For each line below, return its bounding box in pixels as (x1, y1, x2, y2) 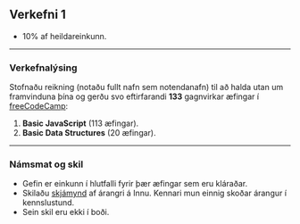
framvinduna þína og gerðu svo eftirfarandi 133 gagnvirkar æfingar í (9, 91, 260, 102)
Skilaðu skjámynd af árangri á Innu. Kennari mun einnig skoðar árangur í (21, 187, 287, 199)
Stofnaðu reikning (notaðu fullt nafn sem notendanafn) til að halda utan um (9, 82, 284, 93)
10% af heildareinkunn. (21, 30, 107, 41)
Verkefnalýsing (9, 62, 78, 74)
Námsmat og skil (9, 158, 84, 170)
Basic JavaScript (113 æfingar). (21, 118, 139, 129)
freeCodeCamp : (9, 101, 69, 112)
